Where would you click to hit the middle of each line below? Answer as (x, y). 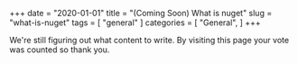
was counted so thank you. (60, 50)
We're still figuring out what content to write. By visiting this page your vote (149, 40)
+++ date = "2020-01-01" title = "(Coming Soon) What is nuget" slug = (141, 13)
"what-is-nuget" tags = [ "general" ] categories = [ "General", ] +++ (135, 23)
